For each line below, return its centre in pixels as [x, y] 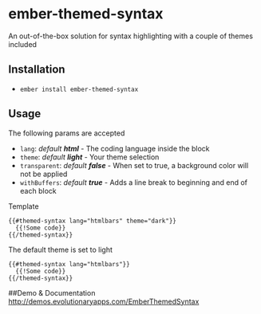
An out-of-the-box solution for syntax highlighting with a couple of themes [131, 36]
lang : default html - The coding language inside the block [115, 148]
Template [24, 206]
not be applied [43, 174]
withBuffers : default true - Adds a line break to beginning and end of [134, 182]
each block [38, 190]
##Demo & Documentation [52, 292]
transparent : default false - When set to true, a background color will [134, 165]
